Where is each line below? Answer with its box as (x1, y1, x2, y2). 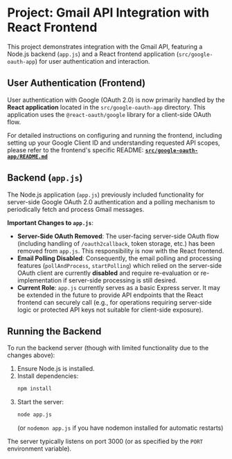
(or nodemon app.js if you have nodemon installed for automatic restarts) (17, 424, 224, 432)
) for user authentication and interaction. (35, 57, 150, 65)
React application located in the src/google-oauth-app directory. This (7, 102, 206, 111)
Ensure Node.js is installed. (17, 365, 95, 373)
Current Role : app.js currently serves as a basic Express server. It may (17, 283, 220, 291)
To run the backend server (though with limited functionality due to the (7, 344, 209, 352)
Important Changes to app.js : (7, 218, 93, 226)
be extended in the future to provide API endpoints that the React (17, 291, 204, 299)
